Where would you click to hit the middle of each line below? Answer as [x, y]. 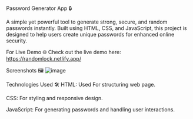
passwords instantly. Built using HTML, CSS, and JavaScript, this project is [96, 28]
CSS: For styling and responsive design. [54, 98]
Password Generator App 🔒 [39, 8]
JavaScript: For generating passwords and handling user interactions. [91, 110]
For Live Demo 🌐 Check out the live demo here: [64, 52]
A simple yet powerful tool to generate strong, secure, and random [87, 22]
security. [17, 41]
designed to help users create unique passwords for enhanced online [90, 34]
